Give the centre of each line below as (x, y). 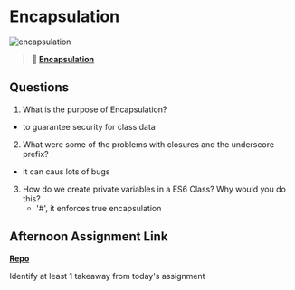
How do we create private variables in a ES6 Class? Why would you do (154, 189)
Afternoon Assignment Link (89, 237)
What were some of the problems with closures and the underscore (148, 144)
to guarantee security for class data (89, 126)
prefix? (35, 154)
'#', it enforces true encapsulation (99, 208)
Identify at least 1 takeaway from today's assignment (107, 276)
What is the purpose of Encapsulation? (95, 109)
